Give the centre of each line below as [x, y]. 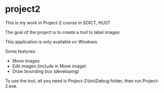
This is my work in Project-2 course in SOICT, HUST [58, 23]
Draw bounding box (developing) [46, 71]
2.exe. [11, 86]
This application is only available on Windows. [52, 42]
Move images [26, 61]
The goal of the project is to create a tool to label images [62, 32]
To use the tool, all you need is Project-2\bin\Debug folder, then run [73, 81]
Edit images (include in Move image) [49, 66]
